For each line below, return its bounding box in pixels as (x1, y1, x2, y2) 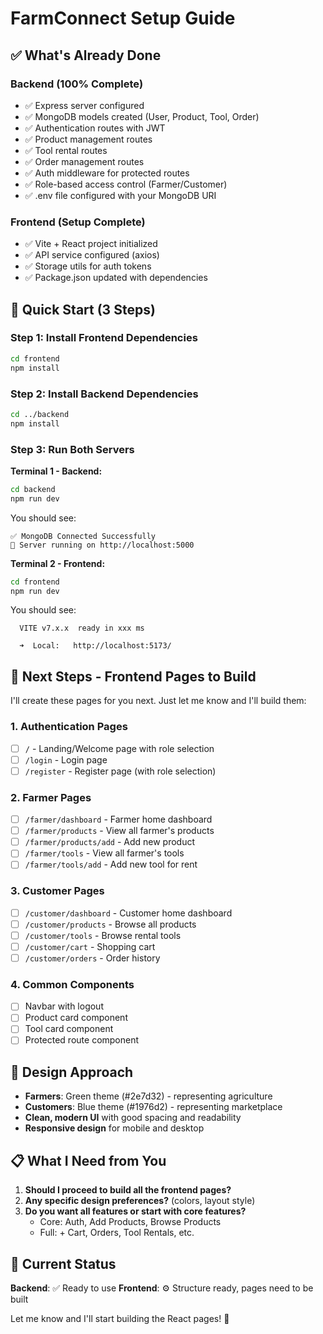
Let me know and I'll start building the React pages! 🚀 (10, 1312, 230, 1324)
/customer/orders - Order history (24, 952, 161, 964)
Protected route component (24, 1034, 140, 1046)
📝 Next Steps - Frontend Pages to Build (10, 668, 257, 685)
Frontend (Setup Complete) (10, 215, 146, 229)
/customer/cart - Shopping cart (24, 940, 156, 952)
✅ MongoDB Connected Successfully (10, 531, 156, 541)
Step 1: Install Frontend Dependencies (10, 331, 198, 345)
